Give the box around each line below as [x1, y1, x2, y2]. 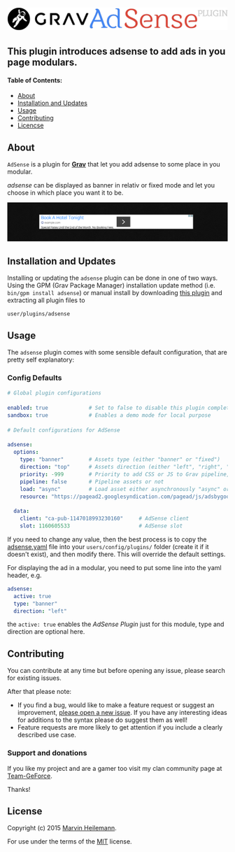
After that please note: [7, 688, 72, 696]
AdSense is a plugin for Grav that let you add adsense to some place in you [7, 160, 220, 169]
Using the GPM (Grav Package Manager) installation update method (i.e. [7, 281, 215, 290]
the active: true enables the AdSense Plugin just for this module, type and [7, 620, 225, 629]
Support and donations [7, 748, 87, 758]
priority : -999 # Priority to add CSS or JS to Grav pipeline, [20, 471, 230, 478]
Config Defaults [7, 373, 62, 383]
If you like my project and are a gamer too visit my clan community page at [7, 764, 222, 772]
